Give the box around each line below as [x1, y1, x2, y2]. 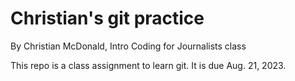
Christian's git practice [10, 7, 205, 30]
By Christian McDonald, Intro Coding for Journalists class [10, 40, 247, 52]
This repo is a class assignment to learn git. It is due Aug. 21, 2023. [10, 59, 287, 71]
